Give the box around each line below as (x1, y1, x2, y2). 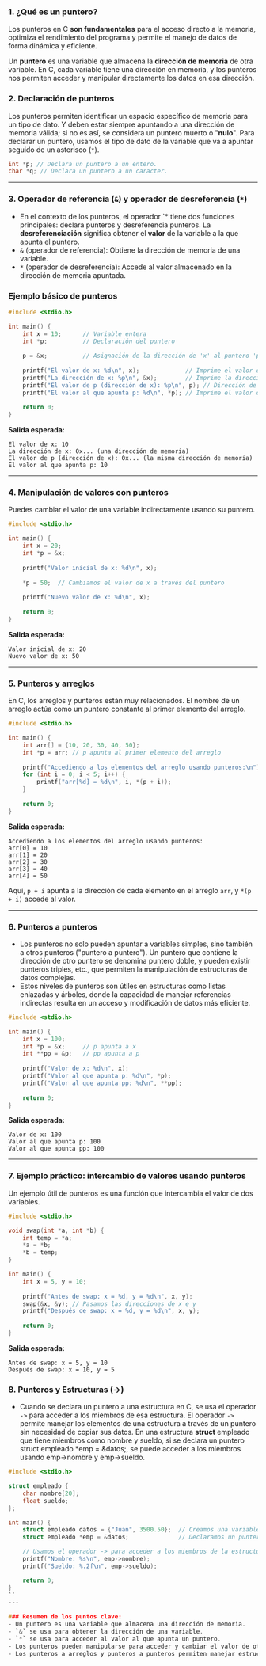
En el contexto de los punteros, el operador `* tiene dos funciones (19, 211, 235, 221)
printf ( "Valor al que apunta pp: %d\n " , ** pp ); (22, 1079, 182, 1087)
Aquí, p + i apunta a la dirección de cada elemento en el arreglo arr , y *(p (8, 885, 252, 895)
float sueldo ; (22, 1497, 69, 1504)
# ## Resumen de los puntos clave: (8, 1613, 123, 1621)
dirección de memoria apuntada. (19, 270, 127, 280)
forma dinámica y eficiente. (8, 41, 97, 51)
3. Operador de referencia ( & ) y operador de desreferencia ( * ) (8, 193, 248, 204)
